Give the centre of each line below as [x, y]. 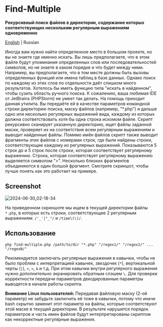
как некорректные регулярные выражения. [50, 319]
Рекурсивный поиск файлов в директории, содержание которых [75, 22]
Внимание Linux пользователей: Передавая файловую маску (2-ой [76, 293]
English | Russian [22, 42]
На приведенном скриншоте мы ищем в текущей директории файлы [76, 207]
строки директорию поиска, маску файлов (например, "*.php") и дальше [81, 109]
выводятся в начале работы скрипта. [44, 284]
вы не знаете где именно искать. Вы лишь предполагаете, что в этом [77, 57]
